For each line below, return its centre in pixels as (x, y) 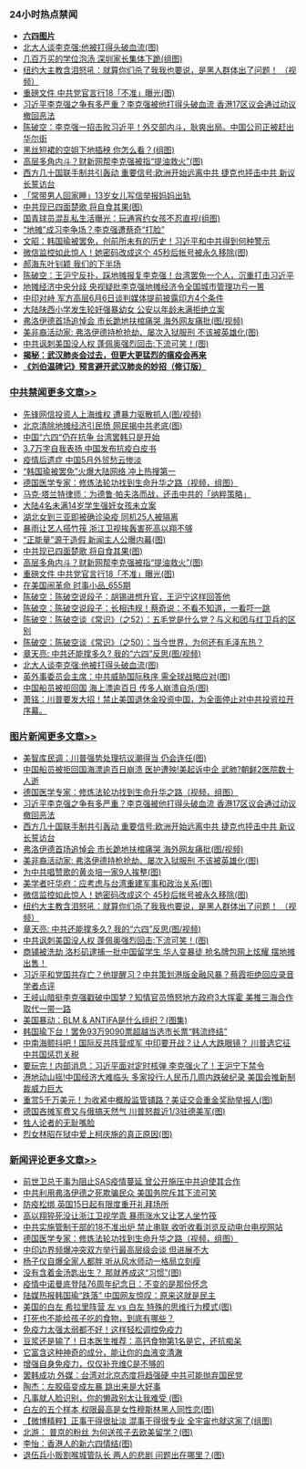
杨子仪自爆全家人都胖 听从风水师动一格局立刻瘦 (112, 1261)
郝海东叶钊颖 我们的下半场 (71, 264)
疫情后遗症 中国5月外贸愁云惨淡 (82, 460)
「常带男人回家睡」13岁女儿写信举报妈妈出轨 (107, 196)
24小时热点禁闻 (44, 14)
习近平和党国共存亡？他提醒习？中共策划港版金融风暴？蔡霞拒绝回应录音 (158, 974)
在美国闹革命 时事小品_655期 (76, 584)
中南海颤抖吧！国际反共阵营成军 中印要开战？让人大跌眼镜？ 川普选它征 (157, 1042)
